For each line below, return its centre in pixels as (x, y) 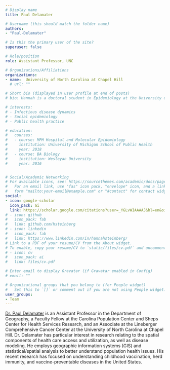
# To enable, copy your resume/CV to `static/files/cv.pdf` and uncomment (86, 248)
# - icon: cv (19, 252)
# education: (19, 131)
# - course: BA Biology (32, 154)
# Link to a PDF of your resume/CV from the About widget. (69, 243)
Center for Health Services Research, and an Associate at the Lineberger (81, 324)
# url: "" (20, 84)
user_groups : (19, 294)
